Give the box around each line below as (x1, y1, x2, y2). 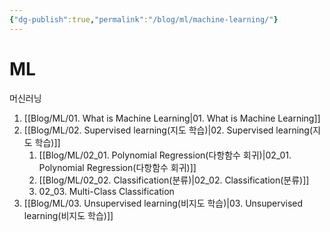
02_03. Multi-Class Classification (38, 185, 175, 197)
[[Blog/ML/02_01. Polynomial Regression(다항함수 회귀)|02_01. (38, 149, 292, 161)
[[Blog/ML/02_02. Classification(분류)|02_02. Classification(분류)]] (38, 174, 310, 186)
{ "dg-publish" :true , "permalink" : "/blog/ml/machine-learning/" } (9, 14, 279, 25)
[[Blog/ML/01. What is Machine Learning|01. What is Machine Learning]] (23, 112, 321, 124)
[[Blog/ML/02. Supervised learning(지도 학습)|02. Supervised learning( (23, 124, 314, 136)
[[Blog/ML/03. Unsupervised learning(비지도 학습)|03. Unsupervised (23, 197, 304, 209)
